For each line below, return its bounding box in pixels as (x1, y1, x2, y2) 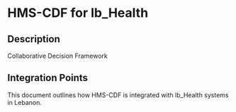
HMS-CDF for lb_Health (7, 5, 149, 21)
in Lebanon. (7, 98, 43, 106)
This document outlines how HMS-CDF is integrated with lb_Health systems (7, 90, 229, 99)
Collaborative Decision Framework (7, 51, 108, 60)
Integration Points (7, 72, 89, 84)
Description (7, 33, 60, 45)
